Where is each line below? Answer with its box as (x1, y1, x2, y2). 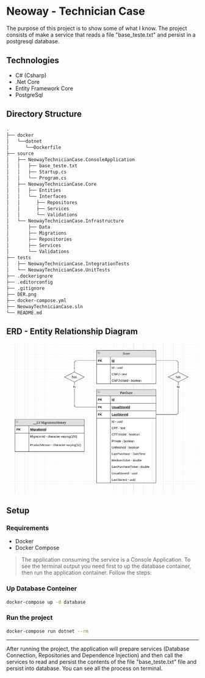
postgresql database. (6, 37, 60, 45)
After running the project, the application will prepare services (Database (6, 645, 190, 652)
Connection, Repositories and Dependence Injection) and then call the (6, 651, 183, 659)
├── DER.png (6, 291, 37, 298)
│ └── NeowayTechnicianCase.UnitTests (6, 266, 111, 273)
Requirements (6, 524, 49, 532)
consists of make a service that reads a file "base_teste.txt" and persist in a (6, 31, 196, 38)
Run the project (6, 614, 53, 622)
